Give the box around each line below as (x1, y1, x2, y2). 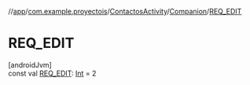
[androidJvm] (8, 60, 53, 69)
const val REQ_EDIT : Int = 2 (8, 68, 97, 78)
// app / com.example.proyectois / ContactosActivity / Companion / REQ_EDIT (8, 7, 242, 16)
